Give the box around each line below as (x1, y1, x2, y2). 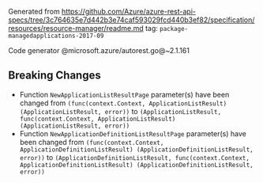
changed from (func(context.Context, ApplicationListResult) (19, 98, 227, 108)
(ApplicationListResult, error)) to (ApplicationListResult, (19, 106, 222, 116)
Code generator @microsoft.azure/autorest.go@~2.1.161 (8, 46, 190, 55)
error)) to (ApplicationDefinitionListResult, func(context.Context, (19, 152, 250, 162)
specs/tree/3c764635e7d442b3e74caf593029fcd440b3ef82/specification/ (8, 15, 255, 25)
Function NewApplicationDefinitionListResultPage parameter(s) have (19, 128, 246, 138)
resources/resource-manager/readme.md (8, 24, 144, 32)
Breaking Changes (8, 69, 101, 82)
